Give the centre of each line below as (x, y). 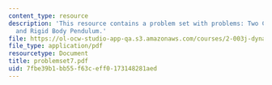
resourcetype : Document (49, 53)
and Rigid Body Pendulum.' (61, 31)
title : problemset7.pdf (49, 62)
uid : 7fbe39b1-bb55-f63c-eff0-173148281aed (83, 69)
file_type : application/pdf (56, 46)
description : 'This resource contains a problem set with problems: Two (134, 23)
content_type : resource (49, 16)
